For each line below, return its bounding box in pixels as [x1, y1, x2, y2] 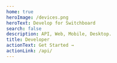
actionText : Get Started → [6, 43, 74, 49]
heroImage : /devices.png [6, 14, 69, 20]
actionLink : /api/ [6, 48, 52, 54]
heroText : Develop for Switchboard [6, 20, 96, 26]
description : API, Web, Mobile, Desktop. [6, 31, 112, 37]
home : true [6, 8, 34, 15]
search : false [6, 25, 42, 32]
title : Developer [6, 37, 50, 43]
